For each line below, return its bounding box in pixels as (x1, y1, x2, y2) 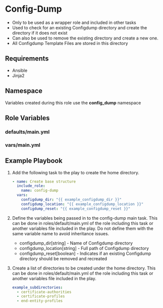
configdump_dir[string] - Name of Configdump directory (19, 240, 133, 246)
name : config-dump (21, 188, 59, 193)
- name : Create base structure (12, 179, 76, 184)
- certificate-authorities (17, 289, 72, 294)
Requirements (5, 55, 49, 63)
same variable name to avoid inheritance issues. (12, 230, 109, 236)
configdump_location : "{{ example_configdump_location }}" (21, 202, 144, 206)
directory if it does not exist (12, 30, 67, 36)
